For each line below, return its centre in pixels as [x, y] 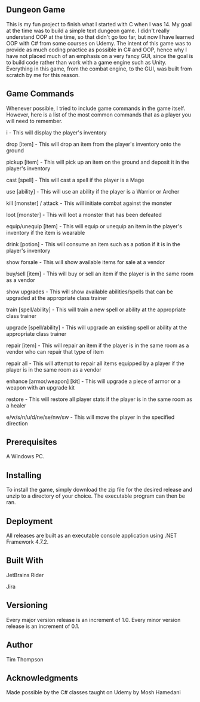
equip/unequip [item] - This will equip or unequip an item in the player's [94, 226]
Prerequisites [32, 442]
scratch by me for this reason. [43, 75]
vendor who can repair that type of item [55, 351]
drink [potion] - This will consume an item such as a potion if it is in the [93, 244]
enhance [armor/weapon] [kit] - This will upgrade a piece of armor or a [93, 381]
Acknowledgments [42, 678]
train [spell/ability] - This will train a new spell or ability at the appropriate [96, 309]
